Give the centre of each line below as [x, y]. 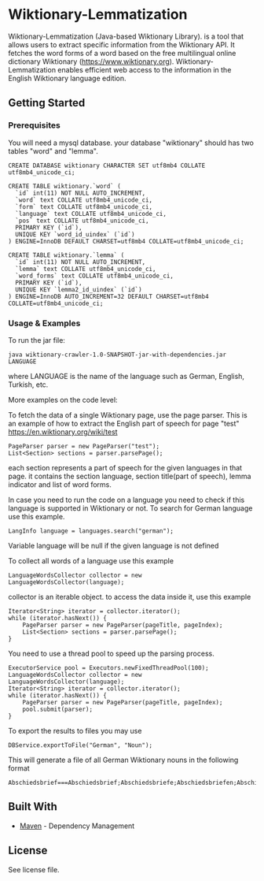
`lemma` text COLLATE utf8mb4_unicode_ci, [86, 269]
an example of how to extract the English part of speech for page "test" [124, 423]
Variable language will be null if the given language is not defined [114, 545]
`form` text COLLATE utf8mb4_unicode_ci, [84, 206]
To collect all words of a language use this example [91, 560]
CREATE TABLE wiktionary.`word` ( [65, 186]
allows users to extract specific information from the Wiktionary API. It [122, 44]
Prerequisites [34, 125]
